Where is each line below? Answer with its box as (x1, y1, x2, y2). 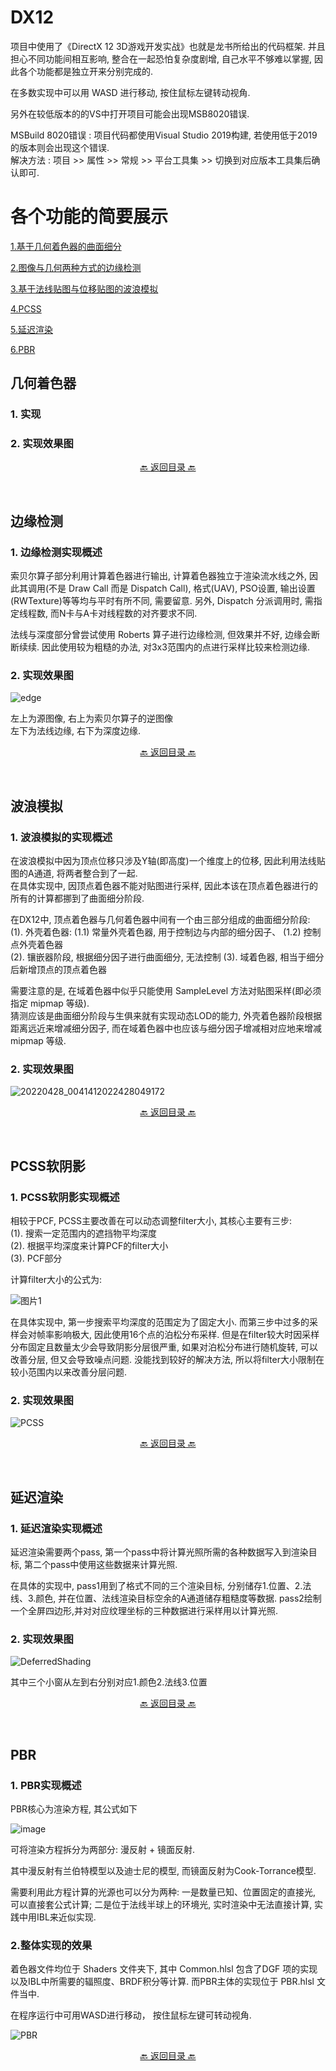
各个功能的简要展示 (10, 206, 169, 228)
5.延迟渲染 (10, 323, 53, 335)
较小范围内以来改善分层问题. (10, 1366, 128, 1378)
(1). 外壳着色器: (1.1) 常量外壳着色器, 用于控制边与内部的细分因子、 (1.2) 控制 (10, 926, 322, 938)
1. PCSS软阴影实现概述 (10, 1190, 120, 1204)
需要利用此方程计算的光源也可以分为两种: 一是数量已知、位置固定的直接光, (10, 1886, 317, 1898)
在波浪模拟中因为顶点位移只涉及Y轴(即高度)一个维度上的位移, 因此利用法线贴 (10, 855, 326, 867)
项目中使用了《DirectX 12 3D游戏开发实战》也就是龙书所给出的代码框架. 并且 (10, 40, 326, 52)
